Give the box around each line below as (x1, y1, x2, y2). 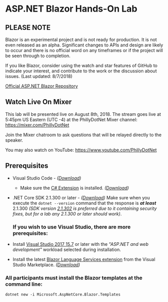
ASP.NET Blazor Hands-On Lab (5, 3, 138, 15)
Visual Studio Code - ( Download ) (12, 175, 82, 181)
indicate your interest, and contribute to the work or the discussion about (5, 68, 157, 74)
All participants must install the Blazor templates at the (5, 274, 143, 281)
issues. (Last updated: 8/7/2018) (5, 73, 73, 79)
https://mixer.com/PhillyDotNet (5, 122, 70, 128)
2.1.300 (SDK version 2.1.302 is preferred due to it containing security (12, 205, 157, 211)
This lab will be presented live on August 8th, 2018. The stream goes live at (5, 111, 161, 117)
